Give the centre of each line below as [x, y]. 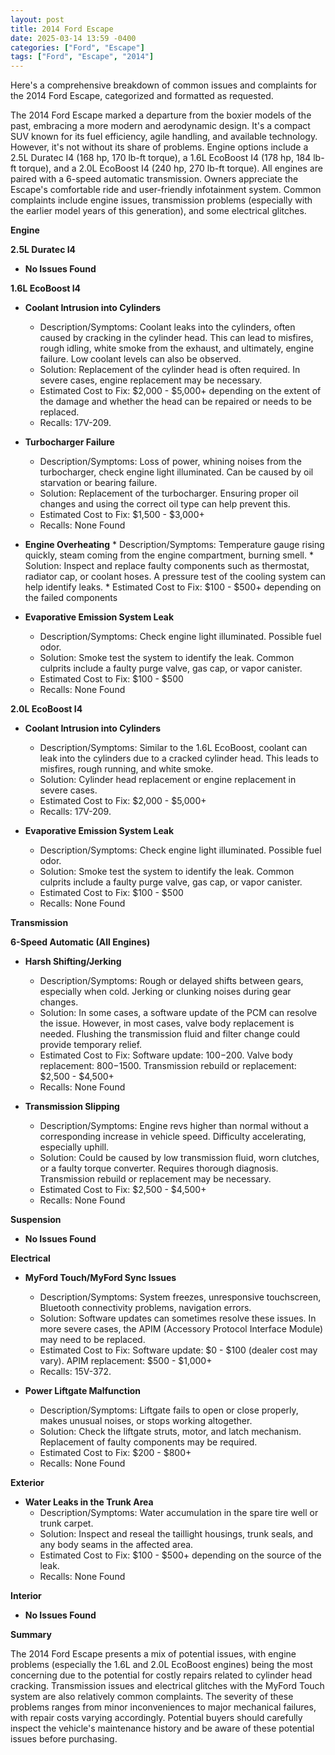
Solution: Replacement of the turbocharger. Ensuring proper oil [169, 493]
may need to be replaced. [92, 1340]
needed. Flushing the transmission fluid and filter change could [170, 1034]
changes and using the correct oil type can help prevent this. [165, 504]
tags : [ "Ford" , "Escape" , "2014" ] [82, 57]
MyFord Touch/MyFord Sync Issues [100, 1278]
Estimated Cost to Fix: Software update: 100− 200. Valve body [166, 1055]
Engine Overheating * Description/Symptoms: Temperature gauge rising [174, 545]
